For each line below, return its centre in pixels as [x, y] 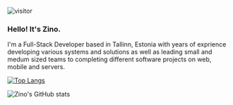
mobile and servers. [36, 67]
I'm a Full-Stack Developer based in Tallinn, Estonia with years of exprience [117, 44]
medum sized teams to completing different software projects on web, [109, 59]
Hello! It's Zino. [34, 29]
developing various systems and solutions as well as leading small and [110, 52]
